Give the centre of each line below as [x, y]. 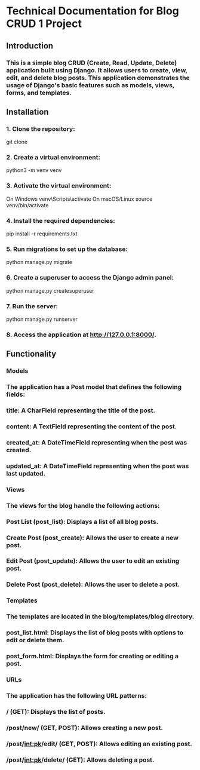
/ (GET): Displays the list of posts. [56, 711]
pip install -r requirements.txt [42, 234]
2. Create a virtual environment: [53, 158]
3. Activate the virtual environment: [59, 186]
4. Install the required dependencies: [61, 220]
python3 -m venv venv [34, 170]
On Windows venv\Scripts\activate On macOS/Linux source [79, 199]
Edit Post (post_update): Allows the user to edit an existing [93, 561]
